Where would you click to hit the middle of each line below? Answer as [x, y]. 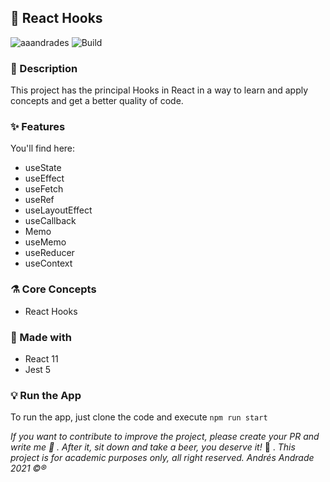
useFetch [44, 189]
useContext [48, 263]
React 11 [41, 359]
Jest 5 [38, 369]
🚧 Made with [41, 337]
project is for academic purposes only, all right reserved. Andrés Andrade [162, 458]
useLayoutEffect [58, 210]
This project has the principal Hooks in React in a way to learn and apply [159, 90]
